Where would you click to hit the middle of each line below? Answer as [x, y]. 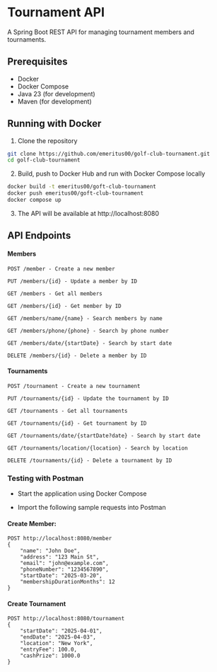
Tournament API [56, 12]
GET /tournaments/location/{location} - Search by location [98, 448]
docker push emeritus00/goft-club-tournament [75, 193]
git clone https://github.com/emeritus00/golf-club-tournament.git [109, 154]
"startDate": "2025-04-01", [61, 631]
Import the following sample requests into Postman [92, 508]
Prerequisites [37, 62]
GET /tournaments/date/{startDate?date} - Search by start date [104, 435]
